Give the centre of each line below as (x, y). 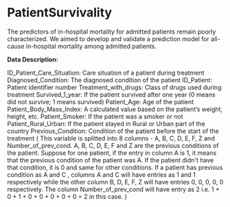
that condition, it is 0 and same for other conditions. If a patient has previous (115, 167)
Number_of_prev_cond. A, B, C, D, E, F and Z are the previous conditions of (113, 145)
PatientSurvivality (59, 13)
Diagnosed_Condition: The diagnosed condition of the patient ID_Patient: (110, 80)
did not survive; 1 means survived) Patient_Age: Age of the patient (101, 101)
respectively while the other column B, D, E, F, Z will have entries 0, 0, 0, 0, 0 (115, 182)
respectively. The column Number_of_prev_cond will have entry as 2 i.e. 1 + (113, 189)
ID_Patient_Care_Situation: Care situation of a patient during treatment (106, 73)
